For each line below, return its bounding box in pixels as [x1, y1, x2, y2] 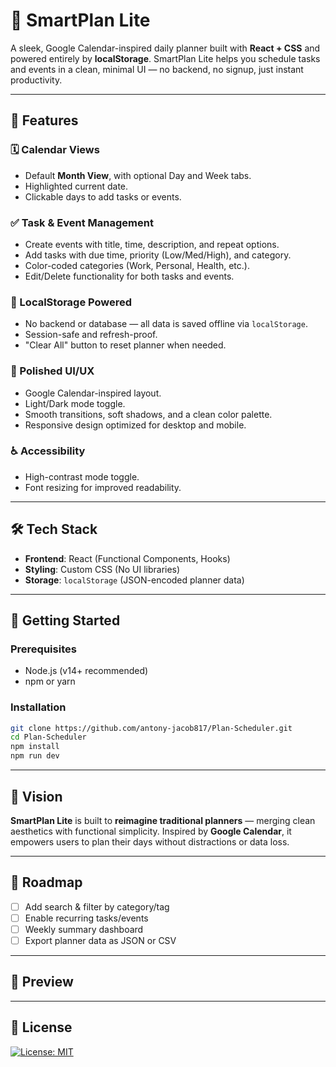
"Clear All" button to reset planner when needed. [24, 339, 227, 351]
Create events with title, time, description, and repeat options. [24, 238, 280, 250]
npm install [10, 742, 60, 752]
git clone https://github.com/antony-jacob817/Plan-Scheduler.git [10, 723, 293, 733]
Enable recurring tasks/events [24, 912, 149, 924]
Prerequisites [10, 642, 77, 656]
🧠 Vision [10, 788, 63, 805]
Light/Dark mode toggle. [24, 397, 126, 409]
